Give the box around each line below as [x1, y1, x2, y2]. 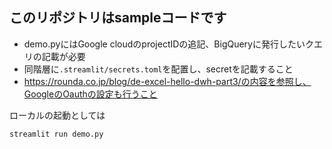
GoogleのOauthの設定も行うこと [23, 88, 158, 100]
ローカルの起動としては [9, 109, 106, 121]
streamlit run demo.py [9, 129, 104, 139]
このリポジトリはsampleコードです [9, 9, 227, 27]
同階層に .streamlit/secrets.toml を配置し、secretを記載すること [23, 63, 294, 75]
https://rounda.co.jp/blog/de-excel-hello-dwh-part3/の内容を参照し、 [23, 75, 312, 87]
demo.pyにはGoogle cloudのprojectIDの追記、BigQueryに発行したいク [23, 38, 314, 50]
